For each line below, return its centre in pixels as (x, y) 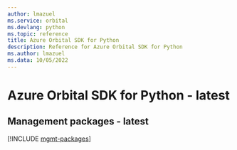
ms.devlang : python (36, 27)
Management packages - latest (78, 122)
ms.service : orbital (38, 21)
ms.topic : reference (38, 34)
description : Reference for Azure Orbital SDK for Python (95, 47)
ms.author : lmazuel (36, 54)
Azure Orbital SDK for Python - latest (118, 95)
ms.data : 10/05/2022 (38, 60)
